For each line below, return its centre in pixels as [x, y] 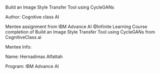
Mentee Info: [18, 47]
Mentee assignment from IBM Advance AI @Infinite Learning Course [76, 26]
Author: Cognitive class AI [32, 17]
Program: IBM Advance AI [32, 66]
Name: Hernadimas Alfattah [34, 56]
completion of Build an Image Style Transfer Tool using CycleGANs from [80, 32]
